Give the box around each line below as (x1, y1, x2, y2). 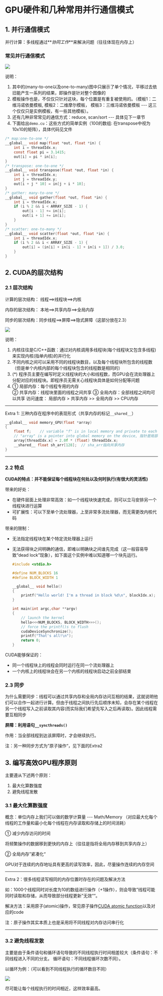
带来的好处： (5, 487, 31, 492)
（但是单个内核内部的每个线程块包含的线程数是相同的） (12, 365, 123, 371)
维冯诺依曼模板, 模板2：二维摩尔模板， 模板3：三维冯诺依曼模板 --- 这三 (12, 102, 157, 108)
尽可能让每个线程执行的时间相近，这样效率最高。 (5, 985, 103, 991)
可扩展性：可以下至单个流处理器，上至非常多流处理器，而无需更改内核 (12, 509, 153, 515)
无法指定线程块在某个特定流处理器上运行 (12, 536, 93, 542)
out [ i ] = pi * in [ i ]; (14, 154, 57, 159)
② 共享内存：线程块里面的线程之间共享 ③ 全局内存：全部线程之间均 (12, 389, 151, 395)
